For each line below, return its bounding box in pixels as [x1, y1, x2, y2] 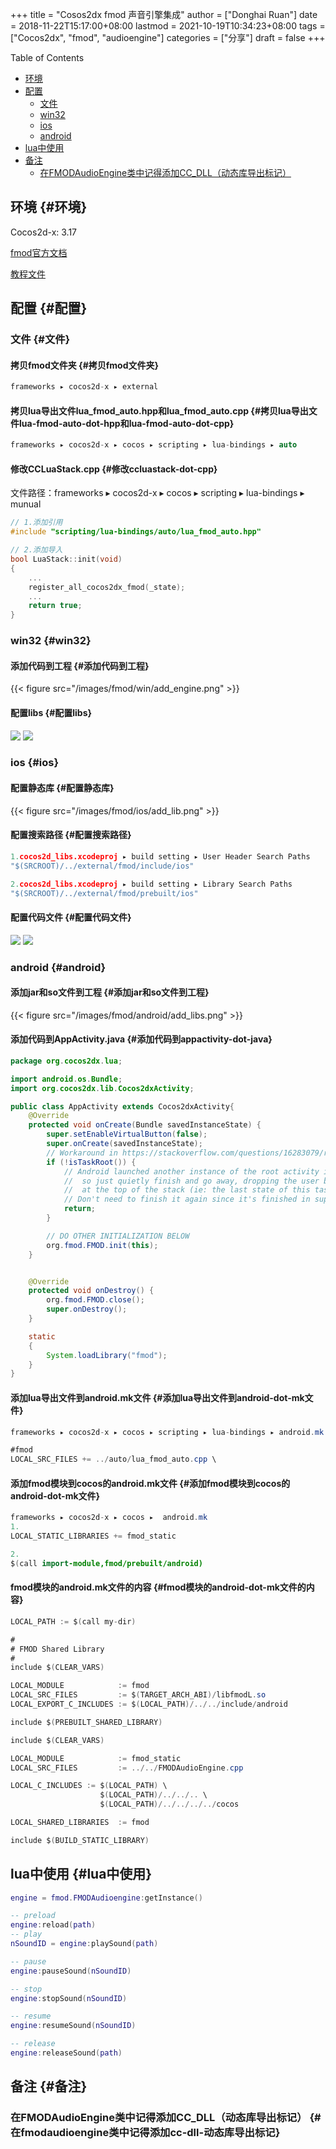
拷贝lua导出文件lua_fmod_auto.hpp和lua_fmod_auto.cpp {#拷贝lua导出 [10, 404, 309, 417]
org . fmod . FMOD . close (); [46, 1295, 145, 1305]
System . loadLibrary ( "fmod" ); [46, 1350, 168, 1360]
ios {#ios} [10, 756, 60, 770]
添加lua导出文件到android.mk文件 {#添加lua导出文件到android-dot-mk [10, 1391, 305, 1403]
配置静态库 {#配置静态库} [10, 782, 115, 794]
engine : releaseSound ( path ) [10, 2048, 123, 2058]
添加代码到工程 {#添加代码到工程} [10, 659, 150, 672]
